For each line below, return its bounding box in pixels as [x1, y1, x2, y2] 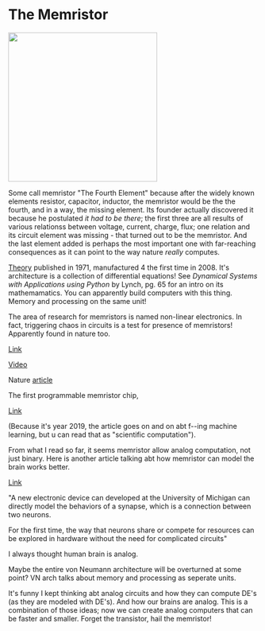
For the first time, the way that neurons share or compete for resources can [8, 525, 255, 535]
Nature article [8, 375, 53, 384]
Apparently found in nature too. [8, 329, 111, 338]
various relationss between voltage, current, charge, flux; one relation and [8, 221, 251, 232]
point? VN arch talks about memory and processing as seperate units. [8, 573, 236, 582]
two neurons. [8, 509, 52, 519]
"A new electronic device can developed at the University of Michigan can [8, 493, 251, 502]
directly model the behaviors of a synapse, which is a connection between [8, 501, 252, 511]
